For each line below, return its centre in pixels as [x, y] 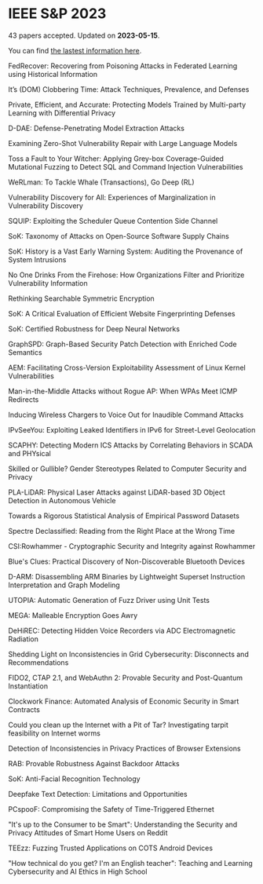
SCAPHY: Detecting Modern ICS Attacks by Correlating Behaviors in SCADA [131, 445]
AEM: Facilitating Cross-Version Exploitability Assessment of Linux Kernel [127, 367]
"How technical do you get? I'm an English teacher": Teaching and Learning [130, 863]
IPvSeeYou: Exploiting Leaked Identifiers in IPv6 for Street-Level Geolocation [132, 429]
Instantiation [28, 686]
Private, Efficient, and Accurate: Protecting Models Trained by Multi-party [127, 104]
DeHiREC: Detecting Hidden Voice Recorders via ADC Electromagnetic [122, 630]
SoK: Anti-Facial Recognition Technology [74, 779]
